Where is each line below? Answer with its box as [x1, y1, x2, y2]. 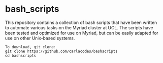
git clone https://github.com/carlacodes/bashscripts [5, 49, 118, 54]
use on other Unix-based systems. [5, 35, 75, 41]
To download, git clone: [5, 44, 56, 49]
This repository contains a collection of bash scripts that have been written [5, 20, 157, 25]
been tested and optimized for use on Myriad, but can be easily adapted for [5, 30, 159, 36]
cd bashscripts [5, 53, 36, 58]
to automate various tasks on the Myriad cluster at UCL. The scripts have [5, 24, 154, 30]
